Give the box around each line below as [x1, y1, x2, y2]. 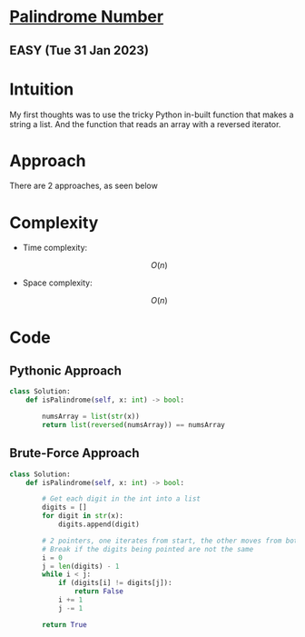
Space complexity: [22, 277, 93, 288]
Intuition [9, 79, 74, 99]
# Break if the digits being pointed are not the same [42, 544, 254, 553]
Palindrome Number [9, 6, 164, 27]
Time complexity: [22, 243, 88, 254]
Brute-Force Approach [9, 445, 140, 461]
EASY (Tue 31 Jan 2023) [9, 43, 150, 58]
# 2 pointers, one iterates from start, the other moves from [42, 536, 282, 545]
